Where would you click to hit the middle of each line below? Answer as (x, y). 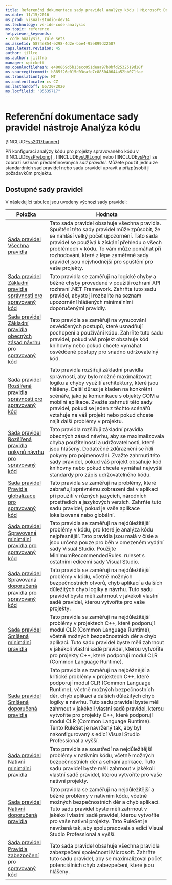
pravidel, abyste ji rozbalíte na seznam (95, 296)
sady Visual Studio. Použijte (83, 549)
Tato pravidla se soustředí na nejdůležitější (101, 749)
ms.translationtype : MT (31, 77)
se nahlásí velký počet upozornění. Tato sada (104, 236)
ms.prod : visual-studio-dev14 (38, 19)
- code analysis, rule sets (35, 39)
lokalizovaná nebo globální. (82, 515)
